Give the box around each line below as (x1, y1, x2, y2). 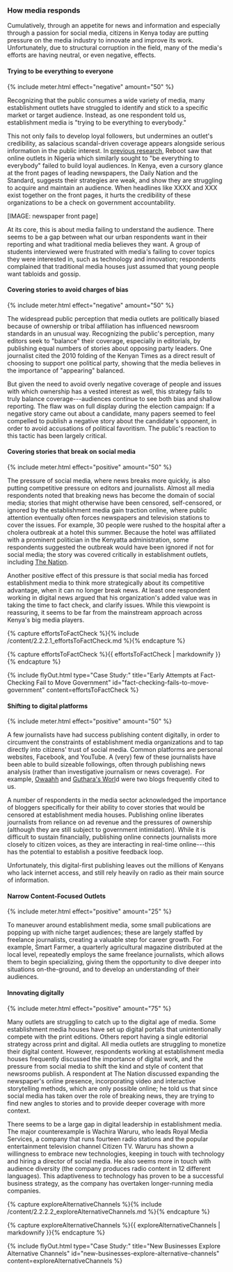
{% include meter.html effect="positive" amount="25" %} (7, 907, 172, 916)
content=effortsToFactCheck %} (46, 685, 139, 694)
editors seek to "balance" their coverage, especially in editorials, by (7, 336, 201, 345)
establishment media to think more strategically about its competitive (7, 579, 205, 587)
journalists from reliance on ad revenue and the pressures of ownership (7, 818, 212, 826)
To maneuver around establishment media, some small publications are (7, 921, 211, 929)
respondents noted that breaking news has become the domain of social (7, 491, 215, 499)
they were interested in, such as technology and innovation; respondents (7, 255, 216, 263)
